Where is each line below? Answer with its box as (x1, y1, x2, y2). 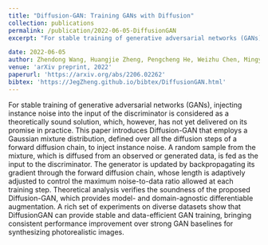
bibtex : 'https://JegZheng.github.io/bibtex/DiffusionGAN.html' (8, 77, 227, 86)
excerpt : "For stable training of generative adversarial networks (8, 34, 238, 42)
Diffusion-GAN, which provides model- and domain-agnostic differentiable (8, 193, 254, 203)
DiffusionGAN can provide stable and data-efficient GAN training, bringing (8, 210, 252, 219)
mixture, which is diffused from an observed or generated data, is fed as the (8, 151, 259, 160)
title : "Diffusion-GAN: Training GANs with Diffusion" (8, 11, 195, 20)
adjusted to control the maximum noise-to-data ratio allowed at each (8, 176, 234, 186)
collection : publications (8, 19, 94, 27)
